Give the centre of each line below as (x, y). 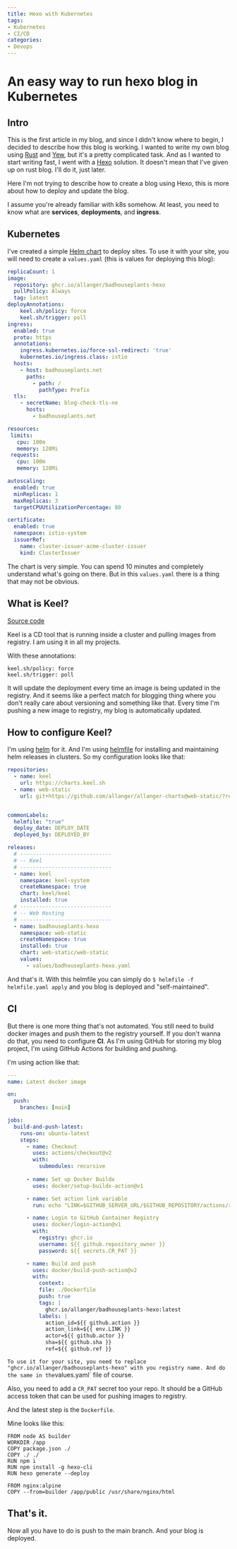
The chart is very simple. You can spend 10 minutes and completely (105, 566)
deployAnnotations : (36, 304)
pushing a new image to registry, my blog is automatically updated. (105, 710)
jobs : (15, 1120)
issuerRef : (30, 540)
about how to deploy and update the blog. (68, 191)
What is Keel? (38, 604)
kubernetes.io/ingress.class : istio (74, 357)
